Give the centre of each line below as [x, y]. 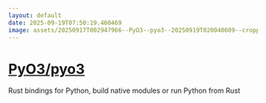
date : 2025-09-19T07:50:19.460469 [65, 23]
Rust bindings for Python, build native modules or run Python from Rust [124, 90]
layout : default [35, 15]
